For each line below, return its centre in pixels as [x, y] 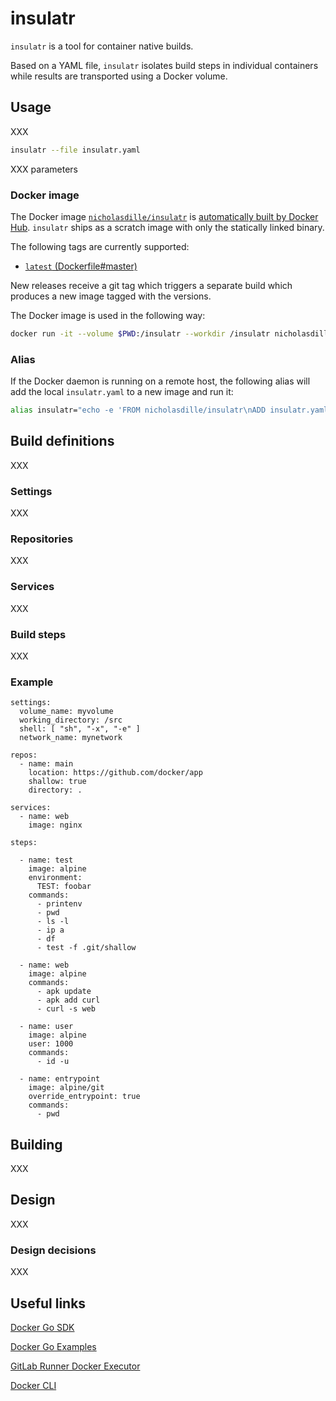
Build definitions [62, 441]
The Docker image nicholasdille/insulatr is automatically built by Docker [164, 216]
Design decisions [53, 1250]
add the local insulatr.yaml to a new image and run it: [122, 392]
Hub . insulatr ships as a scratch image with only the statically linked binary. [167, 227]
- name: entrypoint [60, 1079]
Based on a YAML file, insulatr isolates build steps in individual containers [164, 65]
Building [36, 1144]
